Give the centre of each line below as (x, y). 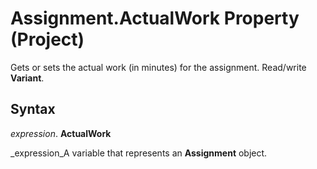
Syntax (33, 109)
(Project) (47, 39)
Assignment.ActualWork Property (155, 18)
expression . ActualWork (61, 133)
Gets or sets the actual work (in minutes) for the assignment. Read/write (158, 67)
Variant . (27, 78)
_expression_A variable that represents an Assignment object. (139, 153)
